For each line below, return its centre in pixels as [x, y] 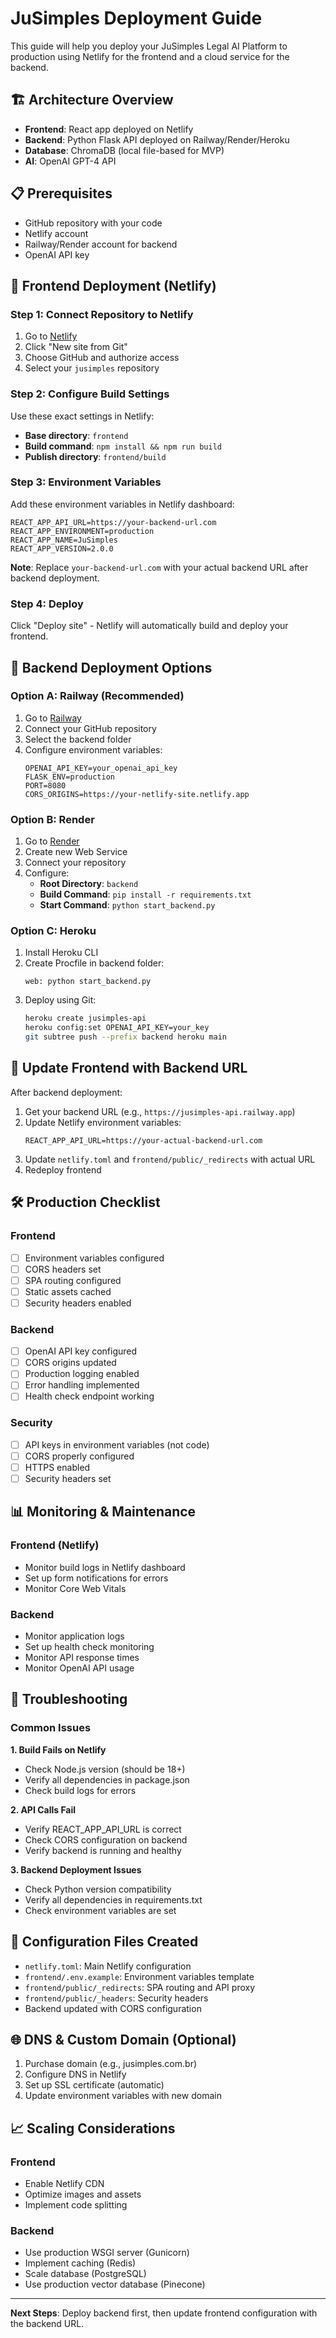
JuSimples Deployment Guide [136, 18]
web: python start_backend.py [88, 982]
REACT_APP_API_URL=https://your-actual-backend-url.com [143, 1140]
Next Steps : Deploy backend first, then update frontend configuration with [164, 2313]
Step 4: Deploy [47, 604]
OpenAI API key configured [81, 1351]
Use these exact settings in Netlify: [82, 416]
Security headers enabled [78, 1303]
